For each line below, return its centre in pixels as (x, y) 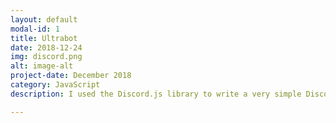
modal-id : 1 (35, 29)
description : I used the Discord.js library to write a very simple (156, 94)
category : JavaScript (55, 85)
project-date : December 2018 (71, 76)
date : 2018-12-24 (46, 47)
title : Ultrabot (44, 38)
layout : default (44, 19)
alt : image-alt (42, 66)
